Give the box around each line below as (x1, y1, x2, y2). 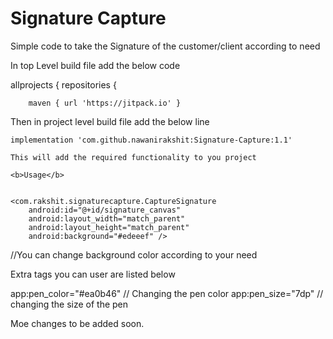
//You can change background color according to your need (10, 248, 258, 261)
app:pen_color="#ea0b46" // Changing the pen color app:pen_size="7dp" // (10, 287, 324, 299)
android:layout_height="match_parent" (28, 222, 190, 232)
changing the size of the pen (10, 298, 129, 310)
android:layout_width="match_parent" (28, 213, 186, 224)
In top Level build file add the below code (10, 59, 181, 71)
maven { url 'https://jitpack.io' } (28, 98, 182, 108)
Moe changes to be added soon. (10, 317, 145, 329)
